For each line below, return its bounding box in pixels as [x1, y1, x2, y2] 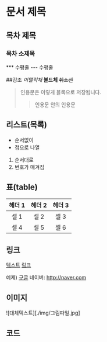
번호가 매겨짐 [14, 163, 45, 170]
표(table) [6, 182, 38, 192]
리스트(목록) [6, 120, 48, 130]
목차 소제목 [6, 49, 35, 57]
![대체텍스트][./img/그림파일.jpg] [6, 309, 80, 316]
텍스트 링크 [6, 261, 31, 269]
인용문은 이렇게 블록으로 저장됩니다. [20, 88, 102, 95]
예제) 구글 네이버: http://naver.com [6, 274, 87, 281]
